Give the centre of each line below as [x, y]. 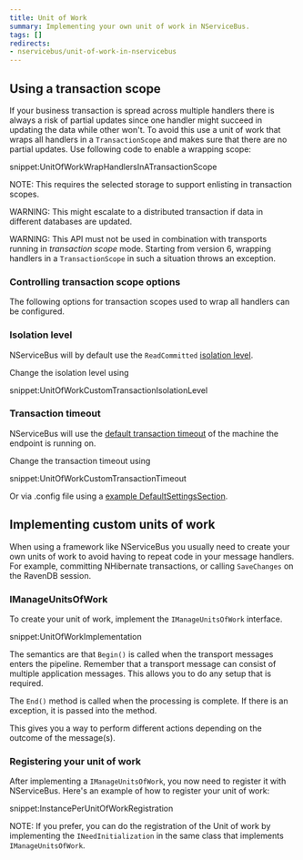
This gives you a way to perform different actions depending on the [136, 728]
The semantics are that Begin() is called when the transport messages [141, 654]
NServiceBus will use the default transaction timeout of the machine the [144, 433]
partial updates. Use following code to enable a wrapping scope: [131, 149]
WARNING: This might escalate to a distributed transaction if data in [136, 211]
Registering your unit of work [75, 761]
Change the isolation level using [69, 372]
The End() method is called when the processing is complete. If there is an [149, 701]
